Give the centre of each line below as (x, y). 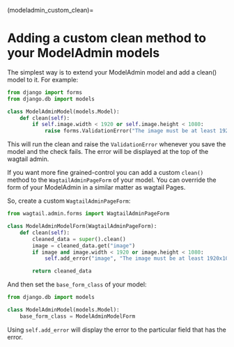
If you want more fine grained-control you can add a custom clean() (106, 173)
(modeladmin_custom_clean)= (50, 10)
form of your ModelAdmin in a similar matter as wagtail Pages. (96, 187)
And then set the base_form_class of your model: (77, 284)
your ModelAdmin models (84, 53)
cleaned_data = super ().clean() (79, 239)
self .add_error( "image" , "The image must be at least (124, 259)
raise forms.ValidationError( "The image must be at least (130, 131)
